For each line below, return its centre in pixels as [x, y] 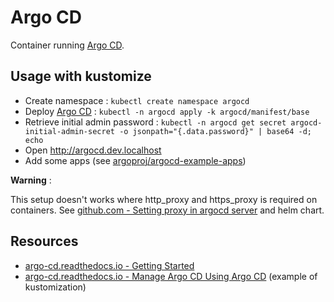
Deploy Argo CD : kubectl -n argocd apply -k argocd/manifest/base [167, 111]
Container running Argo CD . [67, 45]
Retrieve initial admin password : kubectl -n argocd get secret [155, 122]
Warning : [31, 180]
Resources [44, 241]
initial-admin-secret [69, 131]
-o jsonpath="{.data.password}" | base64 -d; [215, 131]
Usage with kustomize [81, 76]
